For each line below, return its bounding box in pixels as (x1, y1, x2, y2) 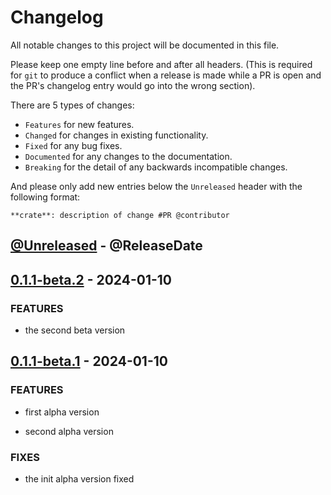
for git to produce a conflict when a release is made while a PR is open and (10, 69, 322, 81)
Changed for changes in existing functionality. (24, 129, 209, 141)
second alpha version (24, 425, 114, 437)
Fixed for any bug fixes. (24, 139, 123, 151)
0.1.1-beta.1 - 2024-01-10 (10, 353, 168, 370)
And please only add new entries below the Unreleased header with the (10, 180, 303, 192)
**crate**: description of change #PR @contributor (10, 210, 230, 220)
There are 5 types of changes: (10, 99, 135, 111)
